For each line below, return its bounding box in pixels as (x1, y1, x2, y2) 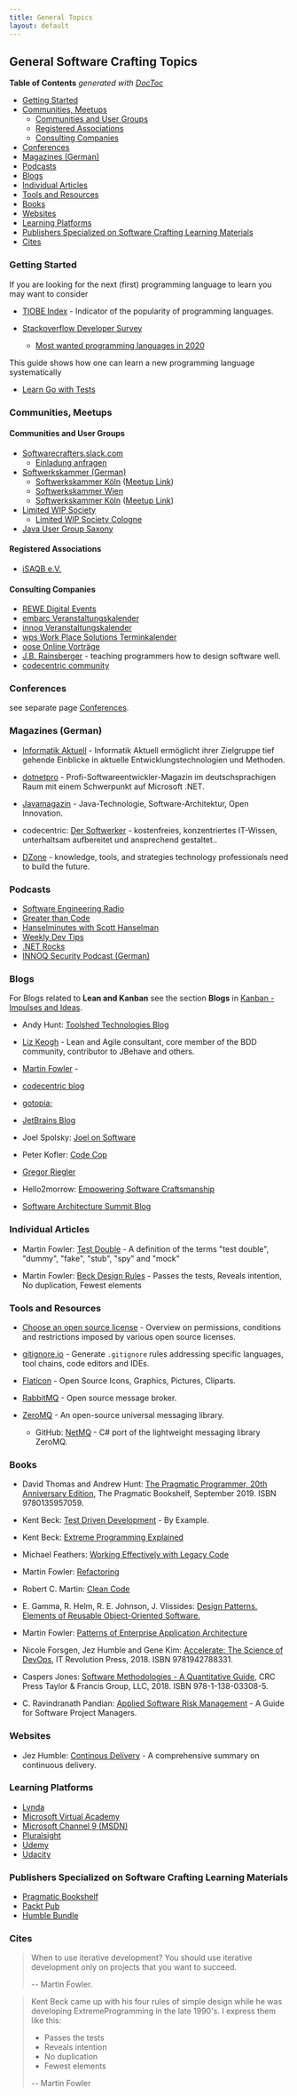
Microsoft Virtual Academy (21, 1811, 121, 1821)
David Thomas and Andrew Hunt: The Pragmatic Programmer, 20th (21, 1478, 268, 1489)
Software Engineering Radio (21, 904, 125, 914)
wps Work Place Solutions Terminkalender (21, 632, 177, 642)
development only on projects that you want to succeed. (30, 1962, 238, 1972)
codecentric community (21, 660, 110, 671)
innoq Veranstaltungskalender (21, 623, 133, 634)
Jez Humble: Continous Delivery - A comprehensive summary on (21, 1749, 260, 1760)
